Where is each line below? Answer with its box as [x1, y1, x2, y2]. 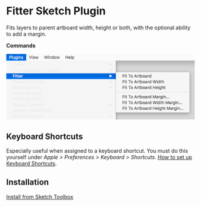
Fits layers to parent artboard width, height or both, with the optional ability [6, 24, 191, 31]
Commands [6, 42, 36, 49]
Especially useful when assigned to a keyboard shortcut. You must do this [6, 147, 188, 154]
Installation [6, 177, 49, 187]
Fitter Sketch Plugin [6, 4, 106, 18]
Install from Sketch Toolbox [6, 193, 74, 200]
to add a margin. [6, 30, 47, 37]
